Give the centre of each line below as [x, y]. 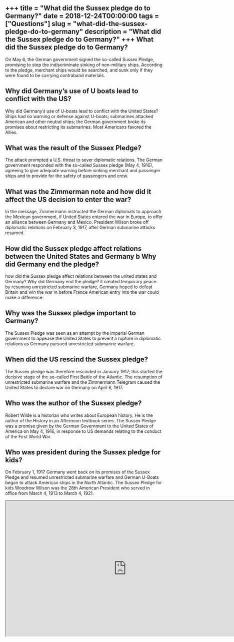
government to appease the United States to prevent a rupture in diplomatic [83, 338]
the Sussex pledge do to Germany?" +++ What [79, 40]
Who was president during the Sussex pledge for [83, 452]
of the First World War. [28, 436]
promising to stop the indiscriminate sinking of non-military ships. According [84, 65]
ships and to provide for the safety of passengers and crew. [67, 176]
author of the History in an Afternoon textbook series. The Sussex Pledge [81, 420]
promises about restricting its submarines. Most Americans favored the [78, 127]
